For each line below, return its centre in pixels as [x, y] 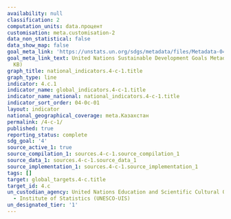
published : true [30, 128]
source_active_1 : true [40, 148]
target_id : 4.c [29, 186]
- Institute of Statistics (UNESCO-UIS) [72, 199]
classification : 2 [33, 20]
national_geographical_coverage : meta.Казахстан [78, 115]
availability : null [35, 13]
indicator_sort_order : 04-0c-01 [53, 103]
